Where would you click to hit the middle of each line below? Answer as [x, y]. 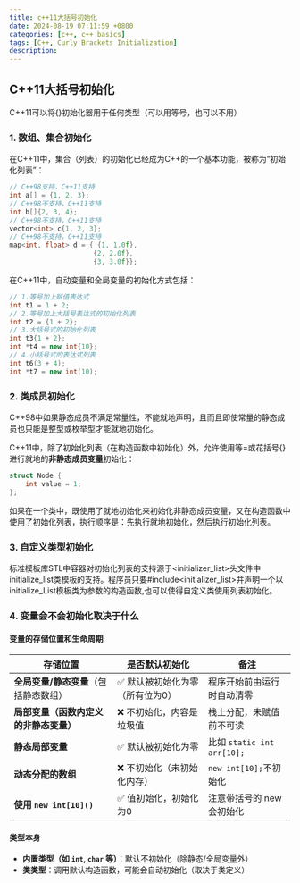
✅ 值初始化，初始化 [158, 798]
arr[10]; [227, 753]
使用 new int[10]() [54, 805]
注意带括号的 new [246, 798]
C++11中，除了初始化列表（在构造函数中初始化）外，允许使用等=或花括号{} [148, 448]
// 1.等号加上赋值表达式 [49, 297]
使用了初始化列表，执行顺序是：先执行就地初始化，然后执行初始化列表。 [142, 521]
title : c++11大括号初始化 [54, 17]
